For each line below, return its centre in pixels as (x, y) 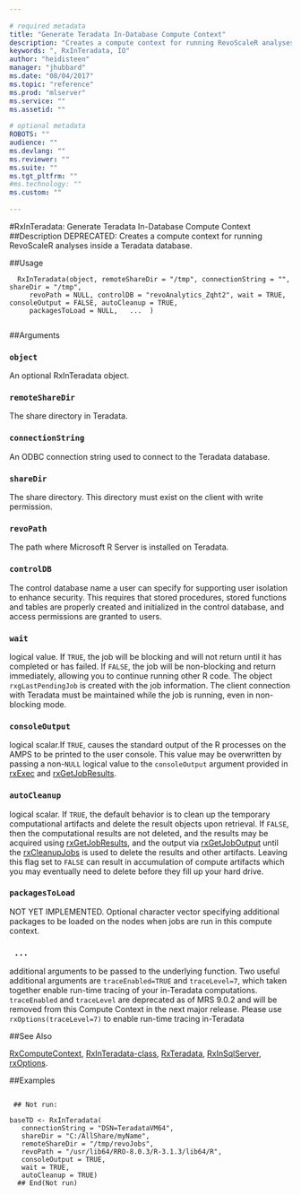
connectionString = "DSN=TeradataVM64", (98, 1129)
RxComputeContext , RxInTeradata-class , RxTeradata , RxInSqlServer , (135, 1053)
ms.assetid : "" (38, 109)
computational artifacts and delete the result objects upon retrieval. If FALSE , (149, 823)
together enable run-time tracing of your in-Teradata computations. (133, 991)
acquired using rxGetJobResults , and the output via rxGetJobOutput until (144, 843)
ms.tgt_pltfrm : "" (43, 176)
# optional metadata (48, 126)
